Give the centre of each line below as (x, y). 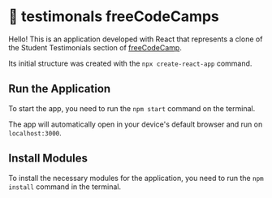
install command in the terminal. (65, 187)
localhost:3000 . (35, 132)
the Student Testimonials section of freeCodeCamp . (95, 47)
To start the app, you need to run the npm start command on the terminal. (132, 108)
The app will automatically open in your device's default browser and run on (136, 124)
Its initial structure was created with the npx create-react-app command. (130, 63)
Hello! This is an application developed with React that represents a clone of (136, 39)
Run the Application (60, 89)
